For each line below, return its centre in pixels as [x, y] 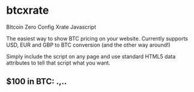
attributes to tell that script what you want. [58, 63]
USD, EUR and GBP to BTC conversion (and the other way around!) [88, 45]
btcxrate [28, 10]
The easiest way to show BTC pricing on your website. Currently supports [97, 38]
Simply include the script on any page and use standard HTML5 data [91, 56]
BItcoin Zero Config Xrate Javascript [51, 27]
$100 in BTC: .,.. [37, 82]
